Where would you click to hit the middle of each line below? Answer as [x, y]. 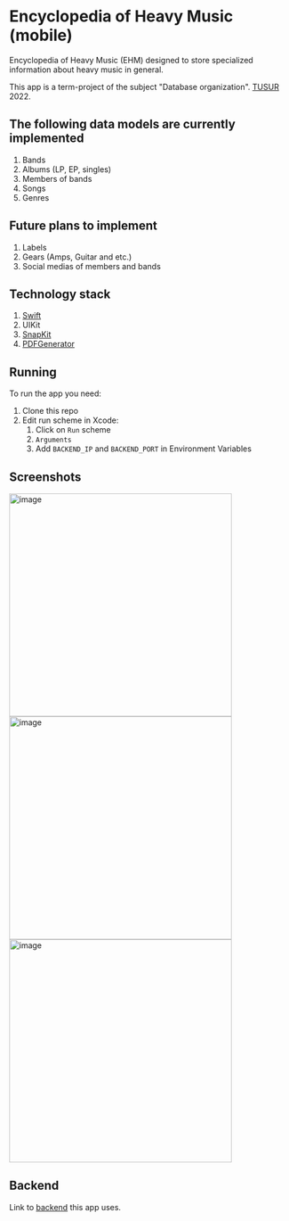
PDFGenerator [48, 344]
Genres [36, 197]
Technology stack [60, 294]
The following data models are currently [122, 124]
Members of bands [57, 178]
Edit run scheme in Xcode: [70, 420]
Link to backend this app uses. [65, 1207]
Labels [34, 247]
